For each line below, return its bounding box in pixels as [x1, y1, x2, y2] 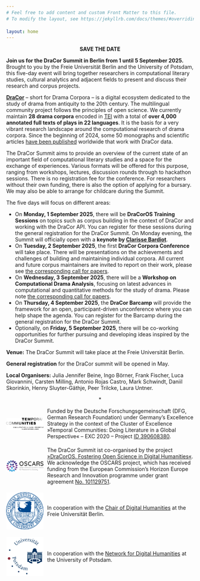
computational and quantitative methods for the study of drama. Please [14, 286, 190, 294]
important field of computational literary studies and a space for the [6, 156, 172, 163]
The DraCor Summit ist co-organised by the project [47, 446, 173, 454]
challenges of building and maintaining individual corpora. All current [14, 255, 184, 262]
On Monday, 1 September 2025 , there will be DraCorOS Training [14, 211, 176, 218]
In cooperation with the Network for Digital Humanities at [47, 549, 187, 557]
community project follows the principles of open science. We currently [6, 107, 182, 114]
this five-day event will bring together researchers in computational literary [6, 70, 190, 77]
